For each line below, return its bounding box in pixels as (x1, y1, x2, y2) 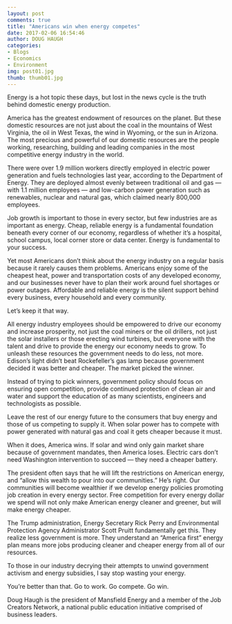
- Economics (7, 55, 41, 62)
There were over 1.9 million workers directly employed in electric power (7, 164, 211, 173)
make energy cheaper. (7, 505, 71, 514)
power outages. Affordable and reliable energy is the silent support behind (7, 286, 219, 294)
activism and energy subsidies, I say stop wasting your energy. (7, 569, 186, 577)
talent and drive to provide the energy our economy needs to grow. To (7, 342, 206, 351)
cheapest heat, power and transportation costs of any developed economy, (7, 271, 222, 280)
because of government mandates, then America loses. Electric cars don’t (7, 448, 219, 456)
